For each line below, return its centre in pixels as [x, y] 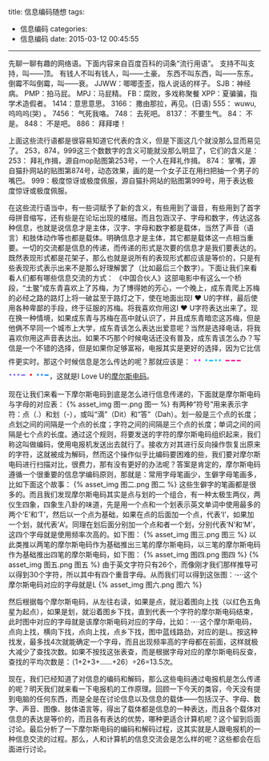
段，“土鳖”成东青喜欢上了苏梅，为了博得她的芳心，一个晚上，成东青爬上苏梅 [134, 288]
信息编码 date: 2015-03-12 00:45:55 [79, 39]
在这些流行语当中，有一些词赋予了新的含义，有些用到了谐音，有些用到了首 [131, 208]
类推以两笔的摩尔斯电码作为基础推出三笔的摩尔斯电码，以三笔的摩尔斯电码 [138, 544]
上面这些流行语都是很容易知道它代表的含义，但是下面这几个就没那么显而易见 [134, 140]
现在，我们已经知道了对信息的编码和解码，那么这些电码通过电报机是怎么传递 [134, 679]
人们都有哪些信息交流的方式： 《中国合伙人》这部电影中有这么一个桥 [128, 278]
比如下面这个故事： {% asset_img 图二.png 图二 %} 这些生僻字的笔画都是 [129, 484]
